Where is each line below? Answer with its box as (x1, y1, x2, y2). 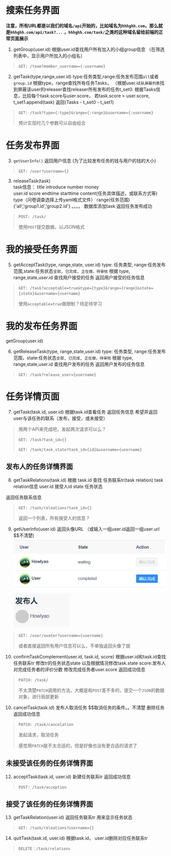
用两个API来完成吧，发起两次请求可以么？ (18, 426, 107, 432)
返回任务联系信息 (6, 494, 42, 500)
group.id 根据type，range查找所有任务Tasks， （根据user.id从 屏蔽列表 (13, 80, 160, 86)
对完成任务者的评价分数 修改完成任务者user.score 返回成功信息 (13, 666, 145, 672)
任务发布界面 (6, 140, 60, 152)
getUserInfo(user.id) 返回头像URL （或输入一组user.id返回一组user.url (13, 526, 160, 532)
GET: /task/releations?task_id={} (18, 505, 92, 510)
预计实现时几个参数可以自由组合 (18, 120, 86, 126)
